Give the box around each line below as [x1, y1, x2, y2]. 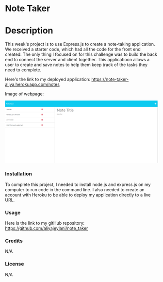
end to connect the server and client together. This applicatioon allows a [5, 57, 149, 63]
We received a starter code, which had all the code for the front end [5, 47, 141, 52]
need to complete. [5, 67, 42, 73]
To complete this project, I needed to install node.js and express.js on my [5, 182, 151, 187]
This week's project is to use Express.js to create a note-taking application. [5, 41, 155, 47]
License [5, 261, 24, 267]
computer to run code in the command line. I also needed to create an [5, 186, 145, 192]
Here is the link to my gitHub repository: [5, 220, 85, 226]
